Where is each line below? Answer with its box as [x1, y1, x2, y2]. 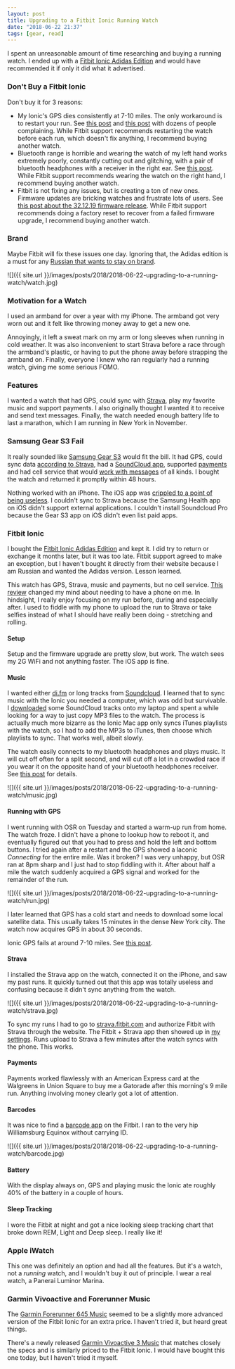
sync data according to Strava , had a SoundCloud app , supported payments [7, 460, 227, 468]
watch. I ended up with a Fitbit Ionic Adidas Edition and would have [7, 57, 201, 65]
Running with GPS [7, 807, 61, 816]
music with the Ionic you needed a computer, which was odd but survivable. [7, 696, 227, 705]
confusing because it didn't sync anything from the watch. [7, 985, 176, 993]
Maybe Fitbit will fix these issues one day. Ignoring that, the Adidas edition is [7, 249, 229, 258]
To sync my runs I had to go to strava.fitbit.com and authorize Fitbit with [7, 1020, 215, 1028]
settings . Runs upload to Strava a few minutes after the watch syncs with [7, 1035, 218, 1043]
